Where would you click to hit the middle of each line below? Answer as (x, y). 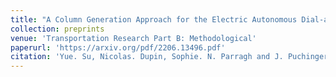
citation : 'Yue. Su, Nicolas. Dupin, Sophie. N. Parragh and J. (147, 57)
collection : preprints (57, 29)
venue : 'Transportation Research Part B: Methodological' (133, 38)
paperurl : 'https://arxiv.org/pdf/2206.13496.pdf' (118, 47)
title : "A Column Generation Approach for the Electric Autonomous (154, 19)
